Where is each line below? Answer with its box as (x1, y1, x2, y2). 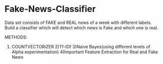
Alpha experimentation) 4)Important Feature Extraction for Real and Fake (11, 49, 158, 55)
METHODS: (4, 34, 28, 40)
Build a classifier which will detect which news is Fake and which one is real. (4, 24, 159, 30)
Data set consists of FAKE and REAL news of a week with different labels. (4, 20, 152, 25)
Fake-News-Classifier (4, 3, 96, 15)
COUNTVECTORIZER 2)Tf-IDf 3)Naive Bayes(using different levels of (11, 43, 151, 49)
